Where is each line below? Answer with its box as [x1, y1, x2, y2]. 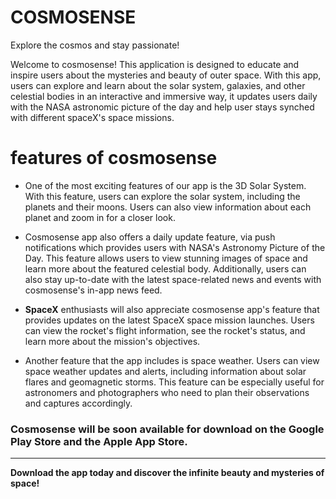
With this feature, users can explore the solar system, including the [24, 190, 301, 202]
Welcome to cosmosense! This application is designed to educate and [10, 58, 300, 70]
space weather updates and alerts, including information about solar [24, 365, 307, 377]
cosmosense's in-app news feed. [24, 284, 163, 296]
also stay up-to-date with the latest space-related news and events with [24, 273, 322, 285]
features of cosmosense [10, 147, 218, 170]
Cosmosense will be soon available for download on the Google [10, 422, 325, 436]
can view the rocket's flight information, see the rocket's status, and [24, 324, 306, 336]
